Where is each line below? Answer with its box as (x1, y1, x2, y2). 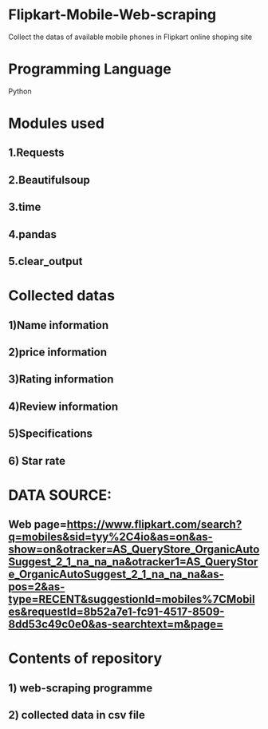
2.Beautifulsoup (8, 173, 90, 187)
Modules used (8, 114, 105, 133)
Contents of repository (8, 649, 163, 668)
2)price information (8, 345, 108, 359)
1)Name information (8, 318, 109, 332)
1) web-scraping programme (8, 681, 153, 695)
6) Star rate (8, 454, 66, 468)
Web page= (8, 517, 68, 532)
